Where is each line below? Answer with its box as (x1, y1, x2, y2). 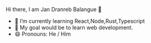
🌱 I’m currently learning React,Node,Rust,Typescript (14, 18, 146, 24)
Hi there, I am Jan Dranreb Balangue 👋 (5, 6, 102, 13)
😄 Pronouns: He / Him (14, 30, 71, 38)
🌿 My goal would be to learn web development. (14, 24, 133, 31)
